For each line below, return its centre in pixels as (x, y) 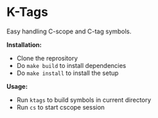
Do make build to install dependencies (71, 65)
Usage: (17, 86)
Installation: (24, 44)
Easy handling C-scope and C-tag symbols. (69, 31)
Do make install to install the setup (68, 73)
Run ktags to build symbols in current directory (84, 100)
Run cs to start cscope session (61, 107)
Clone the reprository (47, 58)
